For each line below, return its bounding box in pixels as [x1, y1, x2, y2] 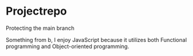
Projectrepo [6, 4, 67, 18]
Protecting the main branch [6, 24, 75, 32]
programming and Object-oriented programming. [6, 43, 129, 50]
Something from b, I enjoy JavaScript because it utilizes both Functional [6, 36, 187, 43]
